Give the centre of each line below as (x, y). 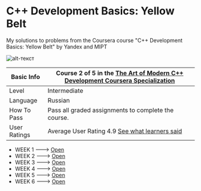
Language (23, 100)
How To (20, 110)
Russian (59, 100)
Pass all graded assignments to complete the (111, 110)
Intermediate (66, 90)
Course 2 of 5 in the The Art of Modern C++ (120, 73)
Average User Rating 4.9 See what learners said (115, 131)
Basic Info (25, 77)
